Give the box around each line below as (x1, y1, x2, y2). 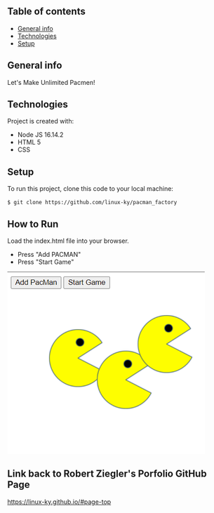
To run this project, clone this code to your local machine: (7, 185, 174, 193)
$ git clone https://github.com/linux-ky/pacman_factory (7, 199, 178, 206)
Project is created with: (7, 117, 74, 126)
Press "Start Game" (17, 258, 74, 266)
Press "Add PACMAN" (17, 251, 81, 259)
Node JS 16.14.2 (17, 131, 64, 139)
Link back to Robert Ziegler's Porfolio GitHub (7, 468, 207, 480)
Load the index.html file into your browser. (7, 236, 130, 245)
